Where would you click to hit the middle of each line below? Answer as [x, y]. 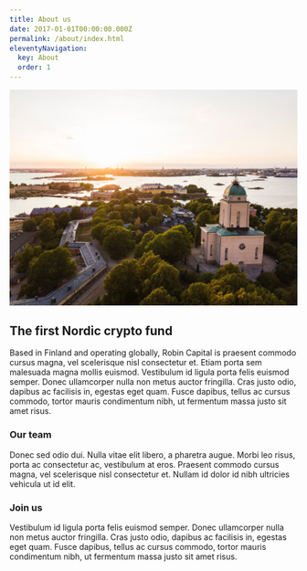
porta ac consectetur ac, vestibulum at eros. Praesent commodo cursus [144, 464]
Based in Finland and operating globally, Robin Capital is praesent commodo [153, 353]
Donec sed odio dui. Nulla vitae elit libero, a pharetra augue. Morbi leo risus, [153, 455]
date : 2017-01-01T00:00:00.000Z [71, 29]
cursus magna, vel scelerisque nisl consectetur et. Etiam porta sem [136, 363]
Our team [31, 435]
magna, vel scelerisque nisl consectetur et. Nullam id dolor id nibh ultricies [150, 474]
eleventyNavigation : [49, 48]
